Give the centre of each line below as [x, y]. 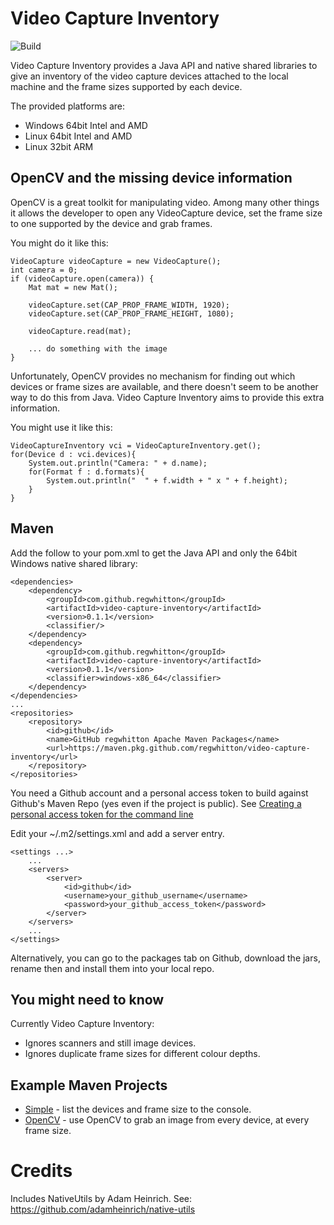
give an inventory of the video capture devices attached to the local [149, 76]
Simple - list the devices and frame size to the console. [138, 1109]
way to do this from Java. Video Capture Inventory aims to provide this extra [167, 397]
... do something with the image [98, 348]
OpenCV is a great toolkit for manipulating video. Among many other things [165, 202]
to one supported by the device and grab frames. [111, 223]
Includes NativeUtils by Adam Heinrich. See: [101, 1199]
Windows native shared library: [74, 563]
